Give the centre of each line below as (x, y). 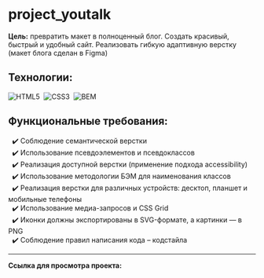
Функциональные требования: (88, 121)
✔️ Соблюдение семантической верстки (79, 141)
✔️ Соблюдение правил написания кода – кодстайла (99, 240)
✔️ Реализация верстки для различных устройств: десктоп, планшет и (129, 188)
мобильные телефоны (45, 199)
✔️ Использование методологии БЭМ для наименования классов (121, 176)
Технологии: (40, 77)
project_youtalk (60, 15)
